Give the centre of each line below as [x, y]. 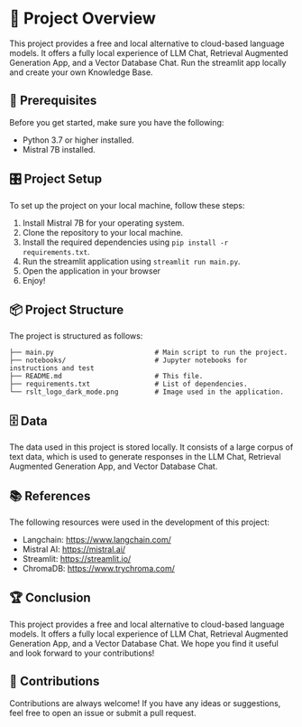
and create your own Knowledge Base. [81, 72]
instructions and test [52, 368]
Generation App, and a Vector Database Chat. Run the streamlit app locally [148, 62]
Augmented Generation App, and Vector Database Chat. [114, 466]
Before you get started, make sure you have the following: [117, 122]
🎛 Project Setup [55, 179]
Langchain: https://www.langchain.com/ [96, 540]
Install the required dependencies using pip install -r [125, 242]
